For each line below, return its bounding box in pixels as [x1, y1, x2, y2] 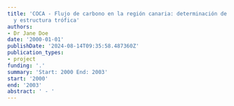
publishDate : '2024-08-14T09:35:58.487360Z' [7, 43, 139, 50]
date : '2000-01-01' [7, 36, 64, 43]
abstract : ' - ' [7, 88, 55, 95]
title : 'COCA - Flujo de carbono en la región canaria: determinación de [7, 10, 228, 17]
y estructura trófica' [13, 17, 80, 24]
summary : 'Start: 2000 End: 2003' [7, 68, 109, 75]
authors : [7, 23, 33, 30]
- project [7, 56, 36, 63]
